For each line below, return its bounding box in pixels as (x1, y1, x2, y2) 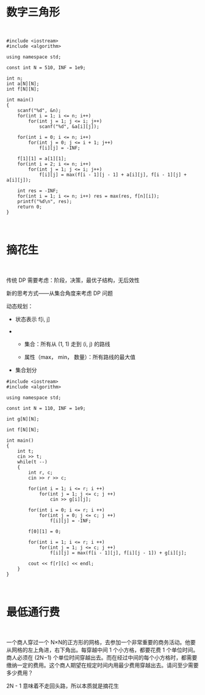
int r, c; (28, 469, 53, 475)
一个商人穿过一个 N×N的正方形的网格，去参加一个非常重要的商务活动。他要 (6, 638, 196, 645)
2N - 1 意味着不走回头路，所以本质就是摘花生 (6, 682, 120, 689)
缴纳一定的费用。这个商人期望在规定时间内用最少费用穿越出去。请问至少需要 (6, 661, 199, 669)
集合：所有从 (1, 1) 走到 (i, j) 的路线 (24, 340, 110, 347)
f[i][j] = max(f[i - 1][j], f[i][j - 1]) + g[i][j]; (49, 549, 187, 556)
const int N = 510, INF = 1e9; (6, 64, 86, 70)
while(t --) (17, 459, 48, 465)
